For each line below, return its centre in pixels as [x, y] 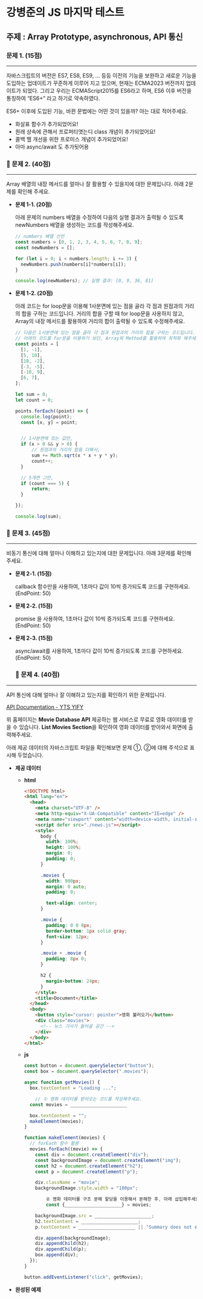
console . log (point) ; [47, 417]
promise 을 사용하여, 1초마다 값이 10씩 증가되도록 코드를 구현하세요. [95, 619]
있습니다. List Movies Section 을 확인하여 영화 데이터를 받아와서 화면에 [103, 727]
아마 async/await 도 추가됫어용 [52, 147]
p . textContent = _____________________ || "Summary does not [114, 1227]
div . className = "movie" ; [68, 1183]
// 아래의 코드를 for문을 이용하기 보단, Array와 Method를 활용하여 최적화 [98, 338]
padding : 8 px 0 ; [66, 959]
